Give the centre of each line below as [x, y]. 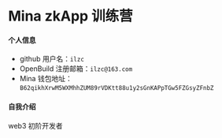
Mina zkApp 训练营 [71, 16]
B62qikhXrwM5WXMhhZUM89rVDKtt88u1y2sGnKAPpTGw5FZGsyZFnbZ [117, 88]
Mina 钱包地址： [46, 79]
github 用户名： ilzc [52, 59]
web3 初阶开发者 [35, 125]
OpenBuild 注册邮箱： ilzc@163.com [76, 69]
